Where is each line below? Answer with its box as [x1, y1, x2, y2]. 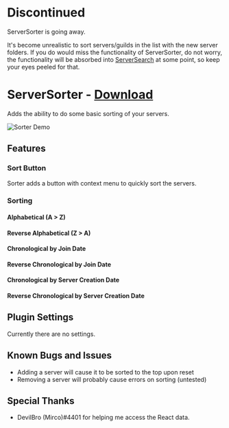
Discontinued [7, 5, 86, 21]
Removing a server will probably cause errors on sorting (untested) [16, 375, 207, 383]
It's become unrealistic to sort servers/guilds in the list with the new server [7, 41, 218, 49]
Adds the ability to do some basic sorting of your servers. [7, 109, 169, 117]
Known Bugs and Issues [7, 350, 112, 361]
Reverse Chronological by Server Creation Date [7, 292, 145, 300]
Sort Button [7, 164, 47, 173]
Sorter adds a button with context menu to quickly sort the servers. [7, 179, 197, 187]
